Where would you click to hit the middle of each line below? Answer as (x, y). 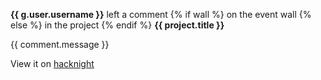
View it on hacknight (52, 63)
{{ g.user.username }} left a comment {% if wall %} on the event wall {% (161, 14)
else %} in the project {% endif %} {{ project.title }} (117, 25)
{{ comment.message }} (60, 44)
